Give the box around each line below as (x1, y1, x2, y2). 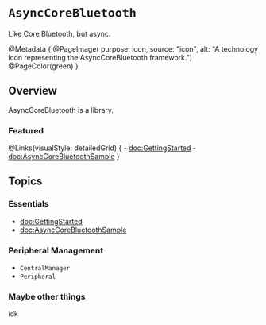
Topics (8, 175, 43, 188)
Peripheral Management (8, 245, 104, 256)
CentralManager (19, 265, 71, 273)
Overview (8, 84, 58, 98)
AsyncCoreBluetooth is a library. (8, 105, 114, 114)
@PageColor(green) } (8, 61, 79, 71)
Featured (8, 125, 44, 136)
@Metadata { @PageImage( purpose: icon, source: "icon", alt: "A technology (8, 44, 259, 53)
